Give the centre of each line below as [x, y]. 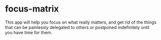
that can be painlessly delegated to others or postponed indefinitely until [77, 27]
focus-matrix [32, 9]
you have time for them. [29, 32]
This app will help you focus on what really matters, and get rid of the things [81, 22]
